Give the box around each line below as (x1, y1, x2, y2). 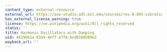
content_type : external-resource (5, 7, 75, 12)
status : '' (5, 26, 28, 31)
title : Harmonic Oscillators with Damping (5, 30, 94, 35)
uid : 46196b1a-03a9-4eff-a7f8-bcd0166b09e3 (5, 35, 97, 40)
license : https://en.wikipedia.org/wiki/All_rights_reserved (5, 21, 135, 26)
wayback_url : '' (5, 40, 39, 45)
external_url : (5, 12, 35, 17)
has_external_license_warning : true (5, 16, 81, 21)
